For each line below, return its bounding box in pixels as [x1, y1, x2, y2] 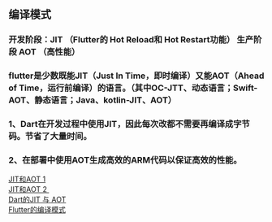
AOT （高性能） [19, 46, 80, 58]
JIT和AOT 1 [8, 174, 46, 185]
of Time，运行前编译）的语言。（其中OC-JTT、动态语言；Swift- [8, 82, 258, 94]
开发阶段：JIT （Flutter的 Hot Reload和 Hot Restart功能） [8, 34, 235, 46]
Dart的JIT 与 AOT [8, 194, 67, 205]
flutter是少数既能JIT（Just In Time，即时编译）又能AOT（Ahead [8, 70, 265, 81]
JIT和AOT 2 [8, 185, 47, 194]
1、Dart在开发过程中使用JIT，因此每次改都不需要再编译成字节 [8, 119, 250, 130]
